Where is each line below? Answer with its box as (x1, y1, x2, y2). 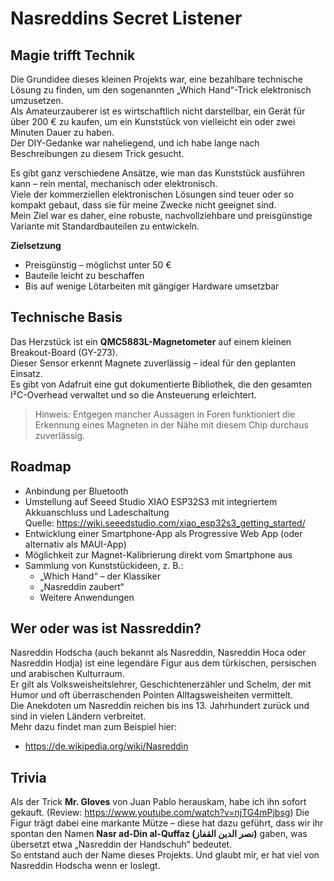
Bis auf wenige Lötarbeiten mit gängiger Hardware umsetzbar (24, 280, 280, 292)
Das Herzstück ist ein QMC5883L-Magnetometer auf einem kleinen (10, 335, 292, 347)
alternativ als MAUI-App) (24, 538, 127, 550)
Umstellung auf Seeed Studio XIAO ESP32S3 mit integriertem (24, 495, 278, 507)
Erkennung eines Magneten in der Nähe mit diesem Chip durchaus (34, 418, 309, 431)
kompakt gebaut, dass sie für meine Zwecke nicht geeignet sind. (10, 199, 277, 211)
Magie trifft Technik (10, 47, 136, 64)
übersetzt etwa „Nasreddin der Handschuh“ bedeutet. (10, 838, 233, 851)
